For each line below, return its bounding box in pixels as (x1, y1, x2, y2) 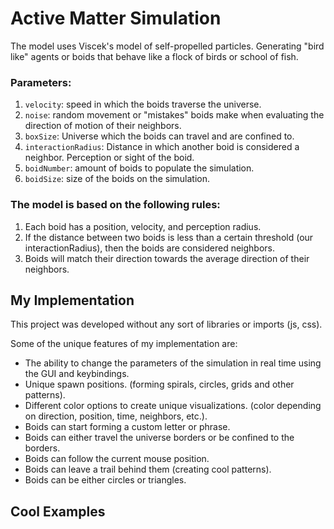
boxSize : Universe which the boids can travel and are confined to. (24, 130, 295, 142)
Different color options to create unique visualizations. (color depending (24, 400, 322, 412)
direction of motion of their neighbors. (24, 120, 182, 132)
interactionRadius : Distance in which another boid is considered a (24, 141, 300, 153)
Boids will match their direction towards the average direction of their (24, 252, 310, 264)
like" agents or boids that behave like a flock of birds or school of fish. (10, 50, 299, 62)
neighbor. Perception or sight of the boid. (24, 152, 195, 164)
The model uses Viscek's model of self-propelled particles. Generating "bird (10, 40, 325, 52)
